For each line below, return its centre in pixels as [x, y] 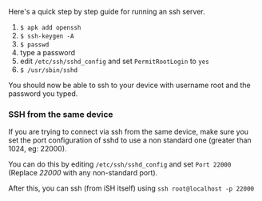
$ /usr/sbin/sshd [49, 70]
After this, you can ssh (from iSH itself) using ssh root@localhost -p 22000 [131, 188]
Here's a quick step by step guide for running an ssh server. [107, 12]
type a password [48, 52]
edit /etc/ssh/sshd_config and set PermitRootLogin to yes [114, 61]
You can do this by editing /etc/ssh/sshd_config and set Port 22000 [120, 164]
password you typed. [43, 94]
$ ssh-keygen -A [47, 36]
